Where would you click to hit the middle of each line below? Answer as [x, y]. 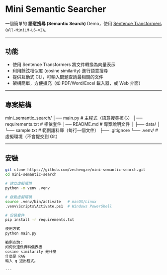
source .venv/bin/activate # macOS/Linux [51, 202]
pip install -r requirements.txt [40, 220]
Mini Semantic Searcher [56, 9]
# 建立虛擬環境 [19, 184]
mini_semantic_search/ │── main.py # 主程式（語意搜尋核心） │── [74, 118]
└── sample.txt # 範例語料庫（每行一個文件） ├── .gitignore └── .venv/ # [82, 130]
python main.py [21, 234]
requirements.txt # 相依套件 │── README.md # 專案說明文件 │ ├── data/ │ [83, 124]
